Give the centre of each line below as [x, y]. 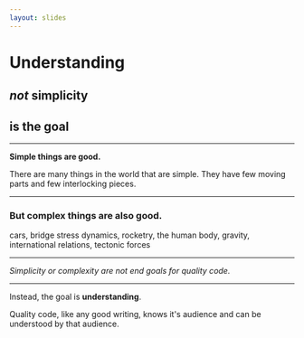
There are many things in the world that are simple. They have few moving [148, 174]
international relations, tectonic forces [80, 245]
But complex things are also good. [86, 215]
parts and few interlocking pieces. [73, 184]
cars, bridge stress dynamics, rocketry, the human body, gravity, [130, 235]
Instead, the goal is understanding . [76, 297]
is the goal [39, 126]
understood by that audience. [64, 324]
